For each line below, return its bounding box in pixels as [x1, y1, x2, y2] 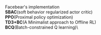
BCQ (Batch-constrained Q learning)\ [5, 24, 79, 30]
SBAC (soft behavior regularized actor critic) [5, 9, 93, 15]
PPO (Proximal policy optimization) [5, 14, 73, 20]
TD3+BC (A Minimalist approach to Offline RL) [5, 19, 96, 25]
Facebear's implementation [5, 4, 60, 10]
